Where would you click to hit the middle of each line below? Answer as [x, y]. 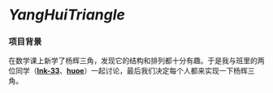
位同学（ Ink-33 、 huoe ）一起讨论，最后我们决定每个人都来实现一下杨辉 [128, 71]
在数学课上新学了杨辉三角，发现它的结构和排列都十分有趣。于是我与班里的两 [136, 61]
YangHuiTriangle [67, 15]
